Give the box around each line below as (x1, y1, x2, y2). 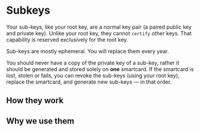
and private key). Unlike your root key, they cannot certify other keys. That (6, 29, 192, 36)
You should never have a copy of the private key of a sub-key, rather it (6, 59, 180, 66)
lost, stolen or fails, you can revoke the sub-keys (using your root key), (6, 72, 180, 79)
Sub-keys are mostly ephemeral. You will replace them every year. (6, 47, 169, 54)
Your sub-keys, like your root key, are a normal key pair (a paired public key (6, 23, 192, 30)
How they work (6, 96, 64, 106)
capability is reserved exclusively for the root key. (6, 36, 128, 43)
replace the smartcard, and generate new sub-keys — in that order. (6, 78, 172, 85)
